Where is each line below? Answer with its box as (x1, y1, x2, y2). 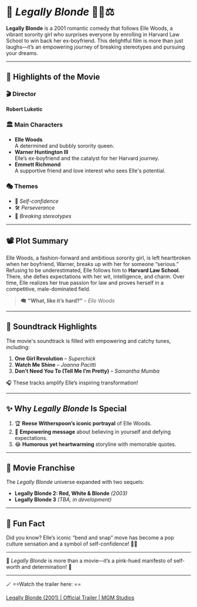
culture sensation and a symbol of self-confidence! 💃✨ (6, 540, 138, 547)
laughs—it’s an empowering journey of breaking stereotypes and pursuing (6, 43, 185, 50)
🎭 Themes (6, 182, 38, 190)
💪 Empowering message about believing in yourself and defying (14, 428, 171, 435)
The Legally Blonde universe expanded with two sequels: (6, 479, 145, 486)
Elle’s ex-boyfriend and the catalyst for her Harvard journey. (14, 155, 159, 162)
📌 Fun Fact (6, 519, 45, 528)
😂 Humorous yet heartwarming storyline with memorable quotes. (14, 441, 176, 448)
